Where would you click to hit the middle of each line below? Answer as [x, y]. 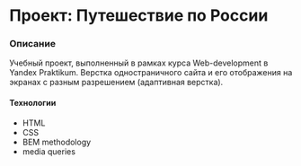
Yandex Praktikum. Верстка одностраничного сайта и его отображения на [151, 73]
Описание [33, 44]
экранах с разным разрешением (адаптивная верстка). [116, 83]
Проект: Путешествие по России [139, 16]
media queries [49, 151]
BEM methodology [57, 142]
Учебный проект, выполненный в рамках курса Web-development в [139, 63]
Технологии [33, 103]
